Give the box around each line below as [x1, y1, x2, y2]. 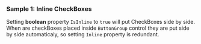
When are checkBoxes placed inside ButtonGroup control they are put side [6, 24, 190, 32]
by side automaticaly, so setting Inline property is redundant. [6, 31, 159, 38]
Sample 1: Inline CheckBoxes [6, 5, 92, 13]
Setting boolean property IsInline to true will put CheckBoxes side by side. [6, 18, 196, 26]
